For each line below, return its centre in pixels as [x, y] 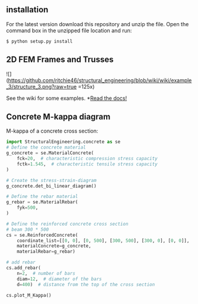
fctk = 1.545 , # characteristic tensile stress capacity [87, 164]
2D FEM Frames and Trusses [60, 60]
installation [27, 10]
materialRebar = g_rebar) [46, 252]
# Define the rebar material [42, 197]
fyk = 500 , [28, 208]
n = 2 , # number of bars [46, 273]
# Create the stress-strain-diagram [51, 180]
